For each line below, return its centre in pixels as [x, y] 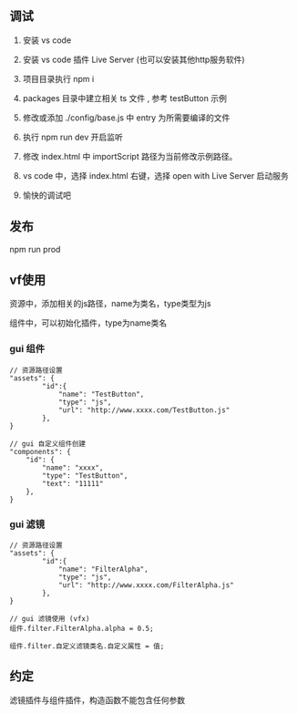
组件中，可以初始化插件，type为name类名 [88, 323]
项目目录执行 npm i [58, 78]
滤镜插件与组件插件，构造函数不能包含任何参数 [97, 699]
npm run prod [35, 249]
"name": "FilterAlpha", [103, 569]
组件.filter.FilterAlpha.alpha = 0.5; [82, 629]
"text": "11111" [73, 483]
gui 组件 [27, 349]
